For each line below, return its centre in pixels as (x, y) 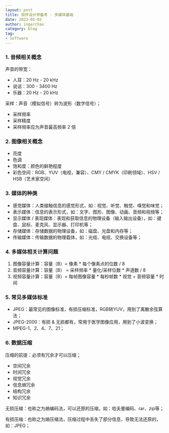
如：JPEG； (18, 425)
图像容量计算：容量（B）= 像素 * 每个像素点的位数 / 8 (69, 264)
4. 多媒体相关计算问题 (32, 251)
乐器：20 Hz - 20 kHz (35, 93)
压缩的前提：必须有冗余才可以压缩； (43, 355)
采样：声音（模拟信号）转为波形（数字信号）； (53, 104)
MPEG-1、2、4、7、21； (39, 328)
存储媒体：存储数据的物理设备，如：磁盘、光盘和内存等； (73, 231)
